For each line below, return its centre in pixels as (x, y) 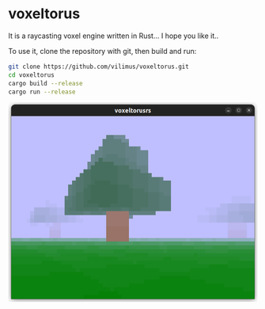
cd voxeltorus (32, 75)
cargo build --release (45, 83)
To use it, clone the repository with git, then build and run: (102, 51)
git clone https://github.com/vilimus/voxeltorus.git (99, 67)
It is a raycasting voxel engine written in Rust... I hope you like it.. (114, 36)
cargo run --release (42, 92)
